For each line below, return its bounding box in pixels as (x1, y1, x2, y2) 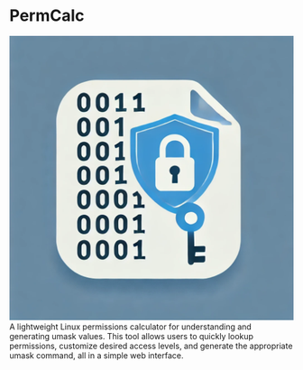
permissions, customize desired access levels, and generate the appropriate (9, 340, 293, 351)
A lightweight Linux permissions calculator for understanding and (9, 321, 252, 332)
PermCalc (9, 5, 85, 26)
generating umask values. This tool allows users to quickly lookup (9, 330, 254, 341)
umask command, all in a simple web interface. (9, 349, 184, 361)
